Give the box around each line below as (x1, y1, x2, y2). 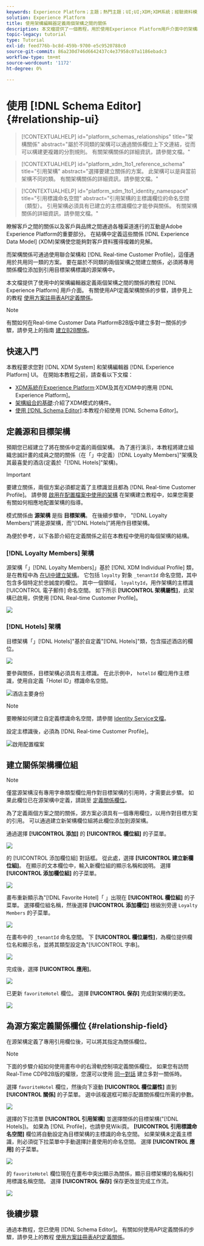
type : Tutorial (6, 37, 45, 43)
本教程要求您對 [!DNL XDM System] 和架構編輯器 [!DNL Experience (6, 363, 174, 371)
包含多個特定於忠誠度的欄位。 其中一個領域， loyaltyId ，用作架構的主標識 (6, 579, 194, 586)
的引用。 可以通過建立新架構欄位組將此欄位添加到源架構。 (6, 817, 152, 824)
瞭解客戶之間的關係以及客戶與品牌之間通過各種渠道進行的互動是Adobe (6, 223, 183, 230)
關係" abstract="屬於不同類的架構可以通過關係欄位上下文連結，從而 (26, 141, 196, 148)
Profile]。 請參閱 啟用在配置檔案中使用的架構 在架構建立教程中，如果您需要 (6, 491, 194, 498)
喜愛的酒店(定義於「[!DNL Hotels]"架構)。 (16, 459, 121, 466)
